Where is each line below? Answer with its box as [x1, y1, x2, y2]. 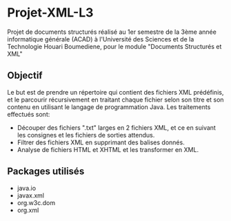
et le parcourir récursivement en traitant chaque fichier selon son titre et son [7, 95, 224, 104]
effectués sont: [7, 110, 50, 118]
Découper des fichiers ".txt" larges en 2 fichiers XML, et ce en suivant [17, 123, 216, 132]
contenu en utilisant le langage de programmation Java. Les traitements [7, 102, 211, 111]
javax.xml [17, 191, 45, 200]
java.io [17, 184, 37, 192]
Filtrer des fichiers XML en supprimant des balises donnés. [17, 138, 185, 146]
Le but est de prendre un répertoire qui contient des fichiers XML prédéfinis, [7, 88, 224, 96]
